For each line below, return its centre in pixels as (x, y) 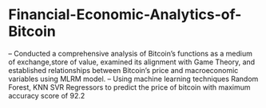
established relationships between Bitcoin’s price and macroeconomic (123, 70)
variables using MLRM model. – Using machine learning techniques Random (133, 79)
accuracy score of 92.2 (47, 95)
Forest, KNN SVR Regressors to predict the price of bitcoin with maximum (129, 87)
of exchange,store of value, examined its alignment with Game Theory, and (132, 62)
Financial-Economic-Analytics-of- (125, 15)
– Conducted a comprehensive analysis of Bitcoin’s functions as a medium (131, 53)
